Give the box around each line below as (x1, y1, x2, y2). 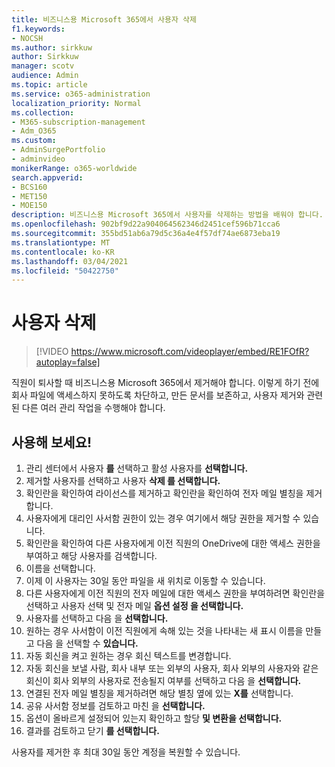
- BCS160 (11, 182, 48, 192)
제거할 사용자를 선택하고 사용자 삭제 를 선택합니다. (25, 475, 221, 486)
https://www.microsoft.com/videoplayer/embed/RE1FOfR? (70, 346, 310, 358)
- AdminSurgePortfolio (11, 145, 106, 155)
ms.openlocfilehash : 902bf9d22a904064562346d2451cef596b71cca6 (11, 219, 281, 230)
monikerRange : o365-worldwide (11, 163, 138, 173)
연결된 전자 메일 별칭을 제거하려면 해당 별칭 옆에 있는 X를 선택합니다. (25, 687, 294, 699)
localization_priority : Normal (11, 98, 142, 108)
